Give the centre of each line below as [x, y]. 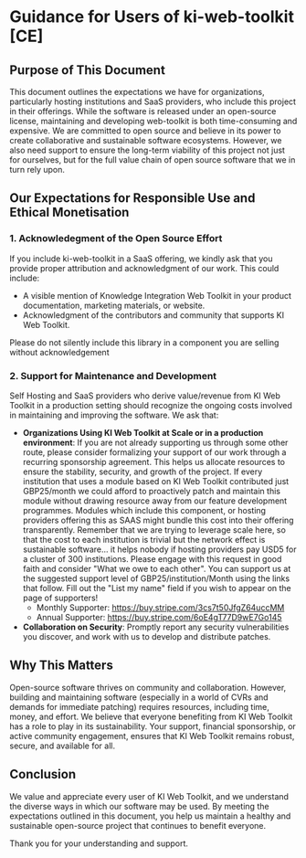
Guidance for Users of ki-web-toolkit [152, 17]
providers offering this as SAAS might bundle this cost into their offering [158, 520]
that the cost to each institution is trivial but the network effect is [144, 539]
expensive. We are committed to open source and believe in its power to [145, 131]
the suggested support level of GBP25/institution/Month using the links [156, 578]
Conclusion [43, 774]
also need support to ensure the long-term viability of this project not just [148, 150]
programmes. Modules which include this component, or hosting [144, 510]
